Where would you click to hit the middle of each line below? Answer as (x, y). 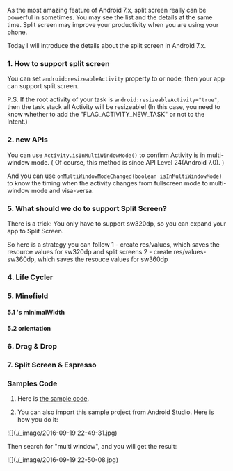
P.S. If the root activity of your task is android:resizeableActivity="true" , (113, 99)
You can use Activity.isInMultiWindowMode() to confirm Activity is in (106, 155)
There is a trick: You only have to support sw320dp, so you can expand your (117, 223)
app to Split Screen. (35, 231)
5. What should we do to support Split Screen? (87, 208)
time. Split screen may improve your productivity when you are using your (113, 25)
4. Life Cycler (30, 277)
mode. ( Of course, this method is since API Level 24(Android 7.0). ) (128, 162)
